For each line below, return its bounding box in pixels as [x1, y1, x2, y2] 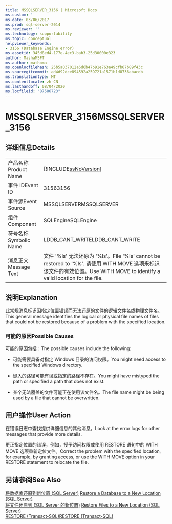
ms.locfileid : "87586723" [5, 88, 60, 94]
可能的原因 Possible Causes [5, 333, 74, 340]
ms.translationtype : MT [5, 74, 56, 80]
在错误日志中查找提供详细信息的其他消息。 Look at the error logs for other [5, 425, 160, 432]
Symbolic [8, 237, 31, 244]
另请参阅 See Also [5, 475, 61, 484]
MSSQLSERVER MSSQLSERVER [43, 201, 119, 208]
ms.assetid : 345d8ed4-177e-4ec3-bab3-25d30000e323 [5, 50, 116, 55]
